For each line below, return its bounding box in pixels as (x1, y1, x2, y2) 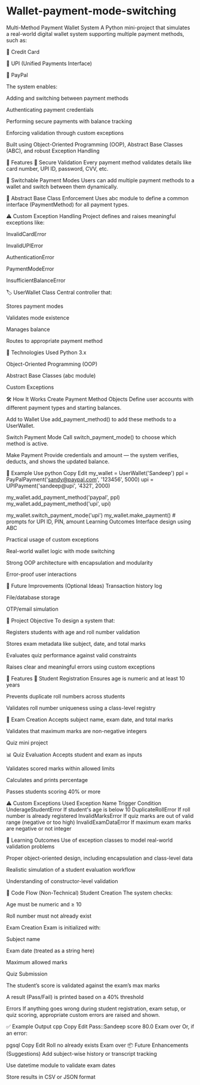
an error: (6, 1029, 28, 1037)
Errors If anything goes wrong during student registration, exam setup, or (6, 1005, 186, 1012)
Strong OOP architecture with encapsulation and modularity (6, 559, 153, 566)
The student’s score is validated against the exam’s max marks (6, 982, 160, 989)
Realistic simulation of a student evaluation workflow (6, 866, 136, 873)
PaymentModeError (6, 265, 55, 272)
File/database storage (6, 593, 60, 601)
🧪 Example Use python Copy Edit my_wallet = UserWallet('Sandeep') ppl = (6, 469, 189, 476)
